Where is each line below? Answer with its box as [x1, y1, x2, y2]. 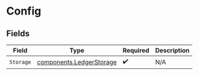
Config [6, 4, 41, 18]
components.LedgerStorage [37, 57, 117, 66]
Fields [6, 28, 30, 39]
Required [122, 47, 149, 54]
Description [155, 47, 190, 54]
